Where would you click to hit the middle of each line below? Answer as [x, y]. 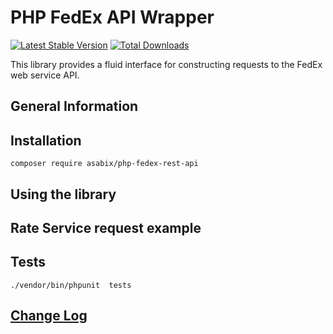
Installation [46, 140]
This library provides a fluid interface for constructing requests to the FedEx [166, 64]
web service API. [45, 75]
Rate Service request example [106, 227]
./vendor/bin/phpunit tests [71, 285]
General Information [74, 106]
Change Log [49, 316]
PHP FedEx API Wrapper [112, 17]
